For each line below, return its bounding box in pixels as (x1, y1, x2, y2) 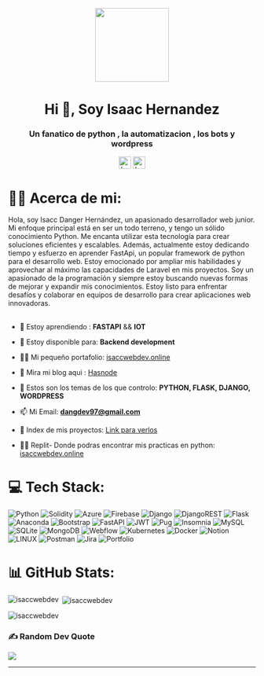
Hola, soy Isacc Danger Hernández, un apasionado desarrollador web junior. (8, 215, 255, 225)
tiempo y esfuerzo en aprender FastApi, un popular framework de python (8, 248, 245, 258)
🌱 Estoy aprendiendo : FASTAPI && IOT (19, 322, 146, 332)
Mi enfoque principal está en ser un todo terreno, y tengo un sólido (8, 223, 225, 233)
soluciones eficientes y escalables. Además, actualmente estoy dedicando (8, 240, 250, 250)
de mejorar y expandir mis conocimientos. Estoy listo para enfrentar (8, 282, 228, 292)
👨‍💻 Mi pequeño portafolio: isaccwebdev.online (19, 353, 170, 362)
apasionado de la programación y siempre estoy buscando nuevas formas (8, 274, 248, 283)
